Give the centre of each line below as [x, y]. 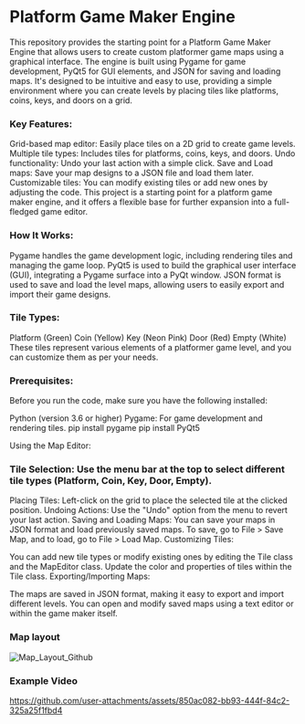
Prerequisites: [42, 381]
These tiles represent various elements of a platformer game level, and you [151, 347]
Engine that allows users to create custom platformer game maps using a [147, 51]
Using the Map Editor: [50, 446]
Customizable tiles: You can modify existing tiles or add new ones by [139, 183]
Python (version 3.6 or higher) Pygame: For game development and [136, 418]
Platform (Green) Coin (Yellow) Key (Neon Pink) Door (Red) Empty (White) [148, 337]
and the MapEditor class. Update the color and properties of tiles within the [151, 567]
